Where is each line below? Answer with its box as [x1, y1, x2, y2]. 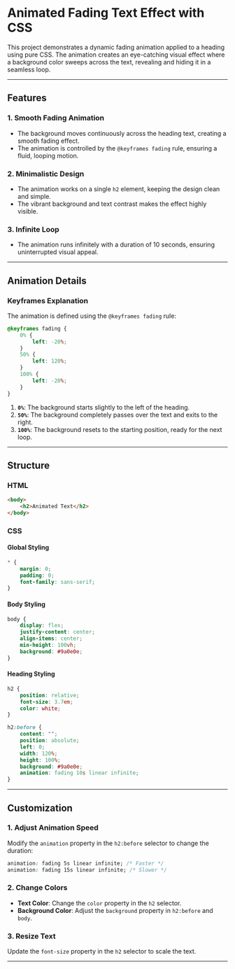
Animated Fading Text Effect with [7, 5, 205, 21]
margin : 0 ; [20, 565, 52, 572]
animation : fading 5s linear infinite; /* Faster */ [7, 860, 164, 867]
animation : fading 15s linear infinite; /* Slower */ [7, 866, 168, 873]
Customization [7, 802, 73, 814]
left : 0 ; [20, 744, 45, 751]
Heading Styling [7, 670, 55, 678]
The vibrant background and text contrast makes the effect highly [17, 200, 207, 208]
